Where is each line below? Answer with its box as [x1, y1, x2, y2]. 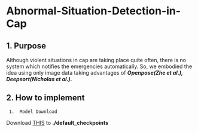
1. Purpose [6, 41, 47, 51]
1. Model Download [8, 109, 58, 115]
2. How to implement [6, 93, 85, 103]
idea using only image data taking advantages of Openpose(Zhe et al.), [6, 69, 184, 76]
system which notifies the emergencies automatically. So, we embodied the [6, 63, 193, 70]
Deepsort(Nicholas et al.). [6, 76, 73, 82]
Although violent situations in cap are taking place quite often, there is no [6, 57, 187, 63]
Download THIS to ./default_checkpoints [6, 119, 109, 126]
